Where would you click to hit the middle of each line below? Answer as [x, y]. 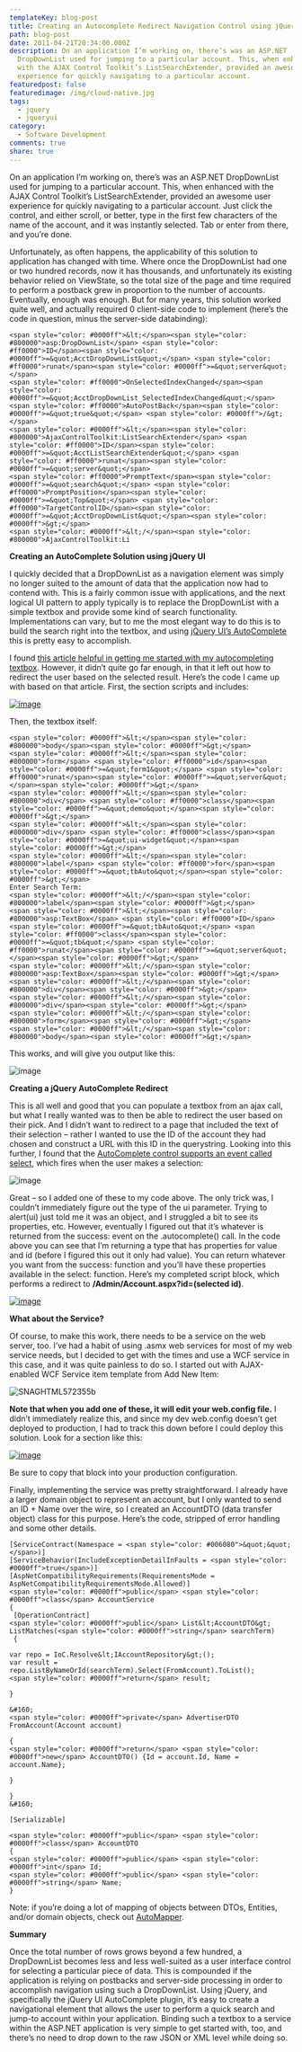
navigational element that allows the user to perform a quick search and [142, 2009]
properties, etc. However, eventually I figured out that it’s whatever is [137, 1226]
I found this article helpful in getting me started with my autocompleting [142, 658]
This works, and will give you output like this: [92, 1053]
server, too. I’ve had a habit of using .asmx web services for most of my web [151, 1346]
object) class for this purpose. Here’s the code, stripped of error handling [145, 1518]
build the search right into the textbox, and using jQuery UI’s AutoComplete [148, 631]
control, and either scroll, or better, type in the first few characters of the [143, 215]
